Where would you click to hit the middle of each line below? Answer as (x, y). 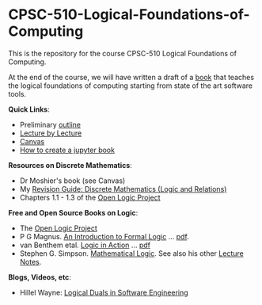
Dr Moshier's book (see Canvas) (72, 181)
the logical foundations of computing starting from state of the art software (131, 86)
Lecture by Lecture (51, 133)
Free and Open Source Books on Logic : (73, 212)
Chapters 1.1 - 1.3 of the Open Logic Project (90, 197)
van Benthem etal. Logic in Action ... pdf (85, 245)
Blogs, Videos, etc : (40, 277)
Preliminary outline (50, 124)
